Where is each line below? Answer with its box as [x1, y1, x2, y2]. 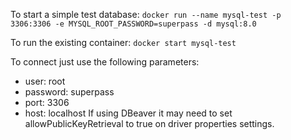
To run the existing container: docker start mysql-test [10, 37, 237, 48]
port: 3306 [24, 97, 70, 108]
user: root [24, 75, 66, 87]
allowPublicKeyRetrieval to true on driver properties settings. [24, 118, 275, 129]
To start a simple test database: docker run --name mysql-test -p [10, 9, 282, 20]
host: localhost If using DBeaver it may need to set [24, 107, 233, 119]
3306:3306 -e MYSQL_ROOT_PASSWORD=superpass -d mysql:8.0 [10, 19, 257, 29]
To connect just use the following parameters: [10, 56, 200, 68]
